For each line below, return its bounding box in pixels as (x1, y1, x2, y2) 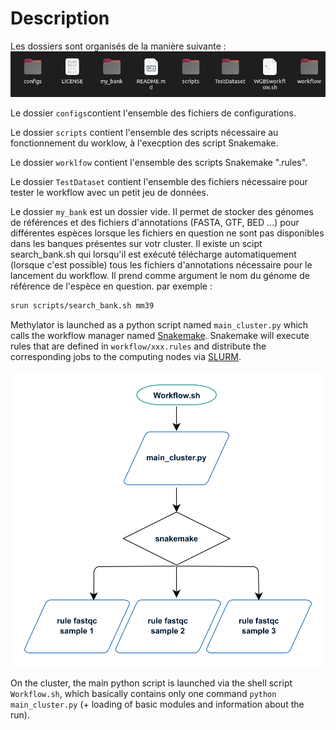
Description (10, 7, 110, 30)
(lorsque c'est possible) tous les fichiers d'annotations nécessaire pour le (10, 259, 313, 271)
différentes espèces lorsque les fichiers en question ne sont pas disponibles (10, 227, 325, 239)
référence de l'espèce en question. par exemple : (10, 280, 213, 292)
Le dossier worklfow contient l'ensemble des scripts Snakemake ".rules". (10, 157, 308, 169)
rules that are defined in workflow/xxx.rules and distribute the (10, 340, 267, 352)
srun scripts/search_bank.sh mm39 (10, 301, 155, 311)
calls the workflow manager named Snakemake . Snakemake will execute (10, 330, 310, 342)
